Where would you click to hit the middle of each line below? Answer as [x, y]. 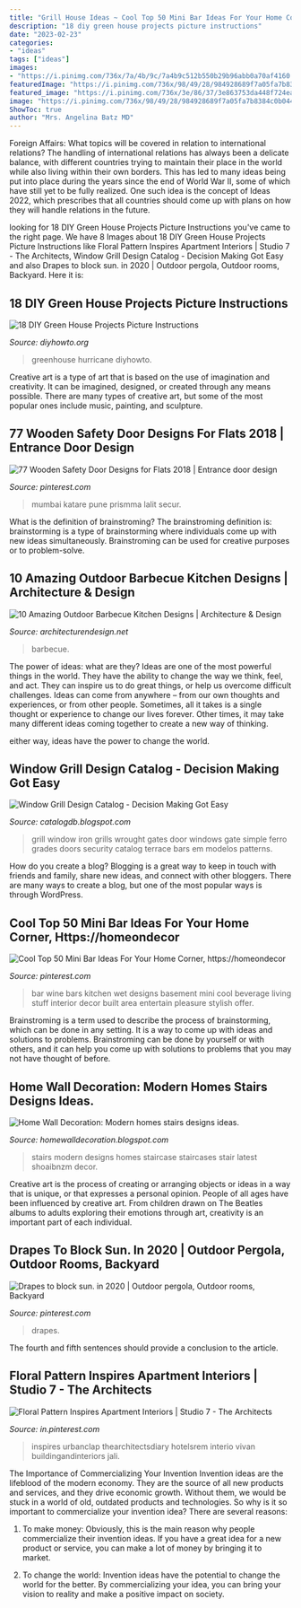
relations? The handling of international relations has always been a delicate [149, 153]
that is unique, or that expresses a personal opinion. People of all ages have [149, 1193]
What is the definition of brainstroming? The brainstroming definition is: [141, 521]
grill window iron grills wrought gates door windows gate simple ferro [159, 839]
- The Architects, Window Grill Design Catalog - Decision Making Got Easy [146, 256]
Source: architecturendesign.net [69, 631]
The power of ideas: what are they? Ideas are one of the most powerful [140, 666]
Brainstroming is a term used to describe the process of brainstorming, [140, 1020]
